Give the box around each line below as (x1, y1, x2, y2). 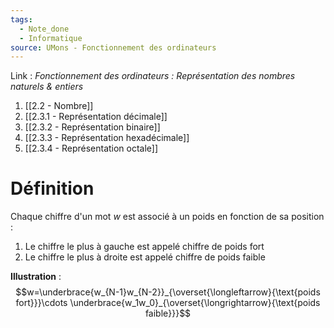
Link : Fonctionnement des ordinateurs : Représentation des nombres (10, 70, 296, 82)
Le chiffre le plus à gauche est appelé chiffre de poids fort (24, 241, 265, 253)
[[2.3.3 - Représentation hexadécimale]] (24, 132, 190, 144)
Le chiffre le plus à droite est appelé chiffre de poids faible (24, 251, 266, 263)
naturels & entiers (10, 81, 84, 93)
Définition (10, 177, 95, 200)
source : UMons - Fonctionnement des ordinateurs (10, 42, 217, 53)
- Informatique (19, 33, 83, 43)
